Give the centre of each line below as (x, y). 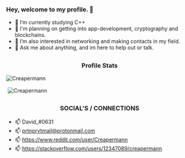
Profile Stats (100, 65)
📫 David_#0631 (34, 122)
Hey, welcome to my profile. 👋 (50, 10)
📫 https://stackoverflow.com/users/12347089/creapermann (88, 148)
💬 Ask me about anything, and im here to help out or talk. (84, 48)
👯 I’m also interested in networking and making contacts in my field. (97, 42)
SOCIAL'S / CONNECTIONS (100, 108)
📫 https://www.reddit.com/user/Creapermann (71, 140)
